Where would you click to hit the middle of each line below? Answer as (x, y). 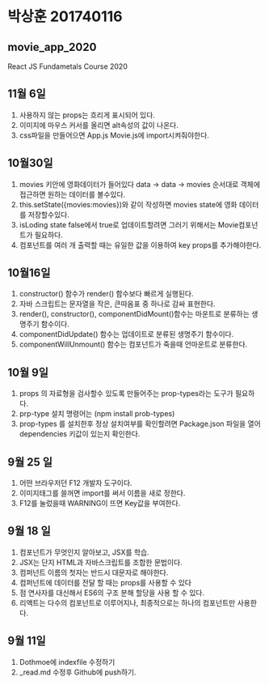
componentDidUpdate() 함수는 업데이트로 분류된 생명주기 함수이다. (126, 334)
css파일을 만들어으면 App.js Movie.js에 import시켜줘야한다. (114, 135)
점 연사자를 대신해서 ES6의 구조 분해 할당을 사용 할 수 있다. (112, 593)
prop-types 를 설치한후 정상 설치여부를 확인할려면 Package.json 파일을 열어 (140, 424)
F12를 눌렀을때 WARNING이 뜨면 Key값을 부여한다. (100, 504)
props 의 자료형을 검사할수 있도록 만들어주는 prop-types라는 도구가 (126, 394)
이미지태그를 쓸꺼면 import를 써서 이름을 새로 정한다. (102, 493)
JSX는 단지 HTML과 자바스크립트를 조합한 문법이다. (101, 562)
